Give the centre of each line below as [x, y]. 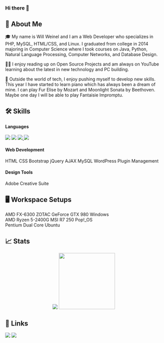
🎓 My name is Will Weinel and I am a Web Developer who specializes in [79, 36]
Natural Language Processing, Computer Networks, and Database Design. [82, 54]
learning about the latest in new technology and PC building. [67, 69]
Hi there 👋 [17, 8]
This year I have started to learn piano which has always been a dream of [81, 84]
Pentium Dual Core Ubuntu [33, 225]
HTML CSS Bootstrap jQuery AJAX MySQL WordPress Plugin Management [82, 161]
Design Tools [19, 172]
